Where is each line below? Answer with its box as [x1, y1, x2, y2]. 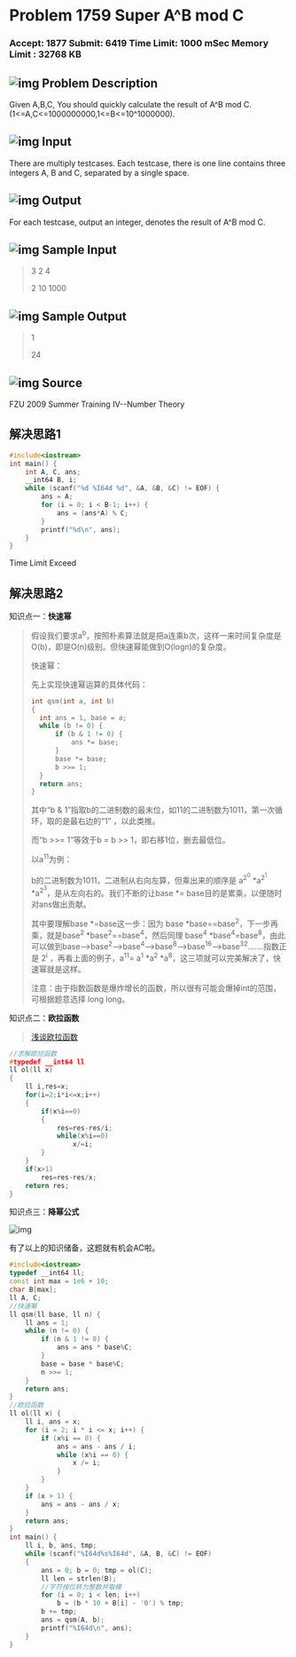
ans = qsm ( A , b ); [41, 1615, 105, 1625]
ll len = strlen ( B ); [41, 1574, 117, 1583]
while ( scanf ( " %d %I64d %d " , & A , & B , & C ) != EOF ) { [25, 484, 220, 493]
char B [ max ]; [9, 1285, 58, 1295]
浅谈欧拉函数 [30, 1031, 78, 1042]
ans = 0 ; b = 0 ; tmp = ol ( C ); [41, 1566, 152, 1574]
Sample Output [42, 308, 127, 324]
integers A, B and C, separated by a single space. [9, 167, 190, 178]
